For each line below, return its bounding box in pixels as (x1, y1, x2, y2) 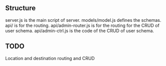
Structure (5, 4, 36, 12)
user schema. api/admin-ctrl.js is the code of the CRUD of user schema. (5, 27, 154, 34)
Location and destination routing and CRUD (5, 55, 95, 61)
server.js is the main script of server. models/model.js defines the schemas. (5, 17, 161, 23)
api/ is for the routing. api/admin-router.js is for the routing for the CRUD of (5, 22, 159, 28)
